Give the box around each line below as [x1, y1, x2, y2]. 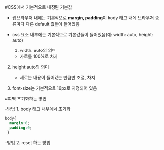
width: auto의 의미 [19, 48, 56, 53]
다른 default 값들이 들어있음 [25, 21, 80, 27]
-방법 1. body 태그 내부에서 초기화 [5, 106, 71, 112]
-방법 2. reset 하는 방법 [5, 139, 51, 145]
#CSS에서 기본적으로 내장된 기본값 [5, 4, 73, 10]
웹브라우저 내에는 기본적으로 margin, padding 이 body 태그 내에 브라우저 [12, 15, 154, 21]
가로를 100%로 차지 [19, 53, 58, 59]
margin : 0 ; [9, 120, 30, 125]
